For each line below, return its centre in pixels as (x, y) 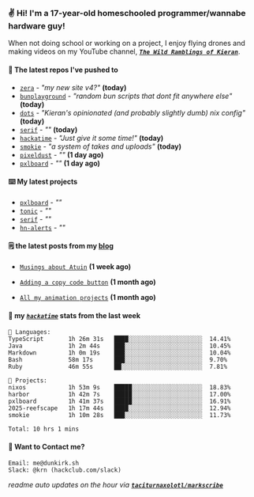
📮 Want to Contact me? (47, 446)
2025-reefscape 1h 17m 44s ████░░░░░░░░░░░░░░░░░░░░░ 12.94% (120, 408)
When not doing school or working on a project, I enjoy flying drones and (127, 44)
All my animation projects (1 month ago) (88, 297)
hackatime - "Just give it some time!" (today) (92, 138)
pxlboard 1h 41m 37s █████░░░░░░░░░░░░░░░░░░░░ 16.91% (120, 402)
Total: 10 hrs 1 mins (44, 429)
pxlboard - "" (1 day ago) (60, 163)
